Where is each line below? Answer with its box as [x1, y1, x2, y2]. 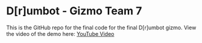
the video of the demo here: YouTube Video [6, 30, 115, 37]
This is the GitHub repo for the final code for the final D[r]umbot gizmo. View [6, 24, 197, 31]
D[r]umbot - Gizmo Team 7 [6, 4, 142, 18]
